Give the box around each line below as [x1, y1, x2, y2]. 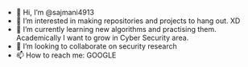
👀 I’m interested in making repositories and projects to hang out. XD [15, 16, 241, 26]
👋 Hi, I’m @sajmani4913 [15, 8, 95, 17]
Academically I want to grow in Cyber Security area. [15, 33, 189, 42]
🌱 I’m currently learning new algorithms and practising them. [15, 25, 217, 33]
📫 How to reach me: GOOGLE [15, 50, 117, 60]
